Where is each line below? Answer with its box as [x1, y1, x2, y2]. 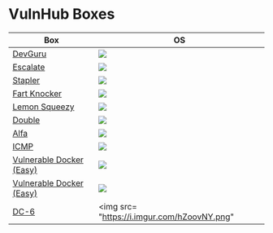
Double [12, 114, 41, 125]
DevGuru [12, 48, 47, 59]
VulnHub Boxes [8, 5, 115, 24]
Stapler [12, 74, 41, 86]
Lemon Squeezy [12, 101, 75, 112]
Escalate [12, 61, 45, 73]
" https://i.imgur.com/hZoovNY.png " [98, 211, 234, 222]
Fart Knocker [12, 87, 63, 99]
